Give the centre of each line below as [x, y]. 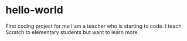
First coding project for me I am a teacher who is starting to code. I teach [93, 26]
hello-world [35, 10]
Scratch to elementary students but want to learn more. [72, 32]
